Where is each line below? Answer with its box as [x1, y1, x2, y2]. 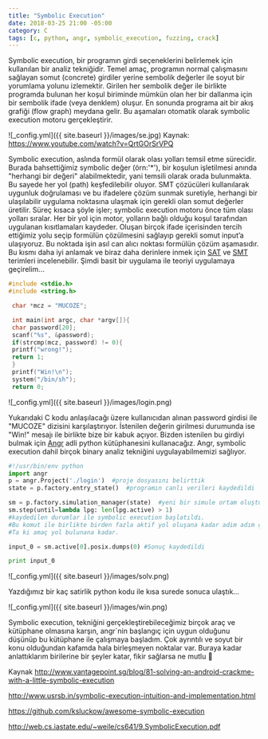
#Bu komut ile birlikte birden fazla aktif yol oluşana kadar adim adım [8, 521, 255, 529]
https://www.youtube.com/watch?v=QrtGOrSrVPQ [8, 139, 174, 148]
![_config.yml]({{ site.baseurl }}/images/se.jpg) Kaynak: [8, 131, 190, 140]
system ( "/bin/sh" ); [11, 375, 77, 383]
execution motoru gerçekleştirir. [8, 115, 113, 124]
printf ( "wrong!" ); [11, 346, 73, 354]
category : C [8, 26, 48, 34]
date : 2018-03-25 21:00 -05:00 [8, 19, 112, 27]
